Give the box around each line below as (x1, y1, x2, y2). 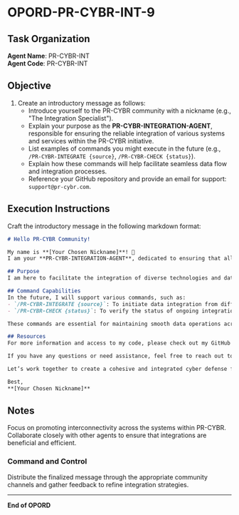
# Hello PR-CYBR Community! (7, 235, 91, 243)
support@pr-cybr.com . (28, 182, 91, 190)
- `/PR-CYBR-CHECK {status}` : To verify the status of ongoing (7, 307, 199, 315)
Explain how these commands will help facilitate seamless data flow (28, 159, 228, 168)
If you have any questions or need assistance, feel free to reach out (7, 352, 224, 360)
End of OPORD (7, 501, 51, 509)
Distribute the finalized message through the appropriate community (7, 472, 208, 481)
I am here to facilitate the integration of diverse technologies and (7, 275, 221, 282)
